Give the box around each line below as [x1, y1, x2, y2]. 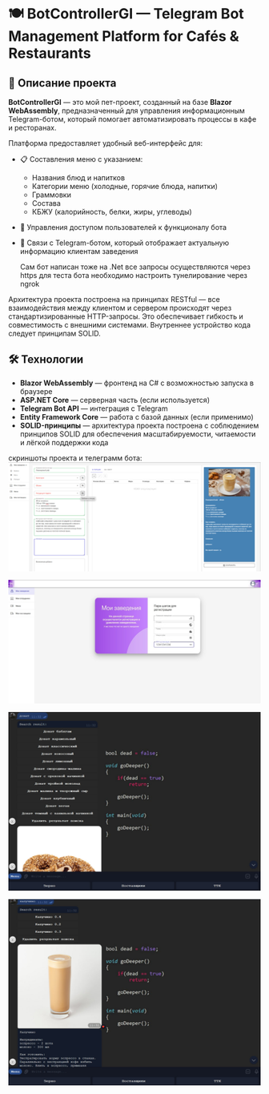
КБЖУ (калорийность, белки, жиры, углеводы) [31, 207, 192, 216]
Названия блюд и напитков [31, 173, 126, 183]
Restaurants [8, 44, 91, 62]
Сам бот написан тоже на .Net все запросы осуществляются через [19, 262, 251, 271]
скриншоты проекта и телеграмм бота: [8, 452, 143, 463]
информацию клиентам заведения [19, 247, 139, 255]
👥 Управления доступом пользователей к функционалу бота [19, 223, 227, 231]
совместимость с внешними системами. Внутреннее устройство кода [8, 320, 251, 329]
